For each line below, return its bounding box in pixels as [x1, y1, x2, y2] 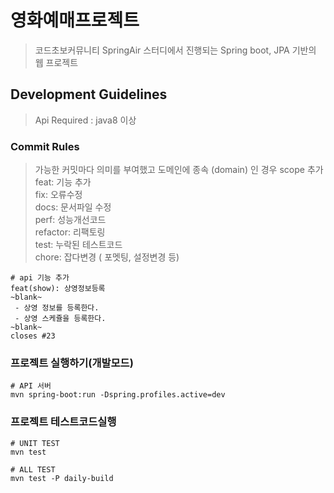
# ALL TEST [10, 464, 56, 475]
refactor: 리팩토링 [34, 226, 106, 238]
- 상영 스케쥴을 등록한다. [14, 314, 107, 324]
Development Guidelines [10, 86, 168, 103]
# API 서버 [10, 381, 52, 391]
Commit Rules [10, 139, 80, 153]
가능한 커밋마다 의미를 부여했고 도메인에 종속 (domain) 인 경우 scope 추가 [34, 164, 324, 176]
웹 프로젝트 [34, 56, 79, 68]
